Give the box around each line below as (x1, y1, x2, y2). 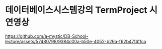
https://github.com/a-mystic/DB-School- (5, 33, 88, 39)
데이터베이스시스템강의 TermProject (5, 4, 148, 16)
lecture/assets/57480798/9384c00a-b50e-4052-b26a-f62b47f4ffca (5, 38, 147, 44)
